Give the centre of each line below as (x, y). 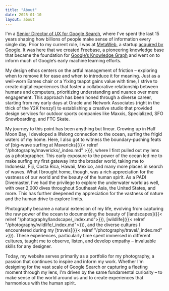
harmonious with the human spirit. (41, 283)
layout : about (20, 19)
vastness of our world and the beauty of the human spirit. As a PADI (76, 177)
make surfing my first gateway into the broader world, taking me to (75, 161)
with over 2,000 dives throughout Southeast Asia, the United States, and (80, 188)
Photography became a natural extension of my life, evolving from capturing (84, 209)
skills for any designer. (29, 246)
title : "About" (21, 10)
